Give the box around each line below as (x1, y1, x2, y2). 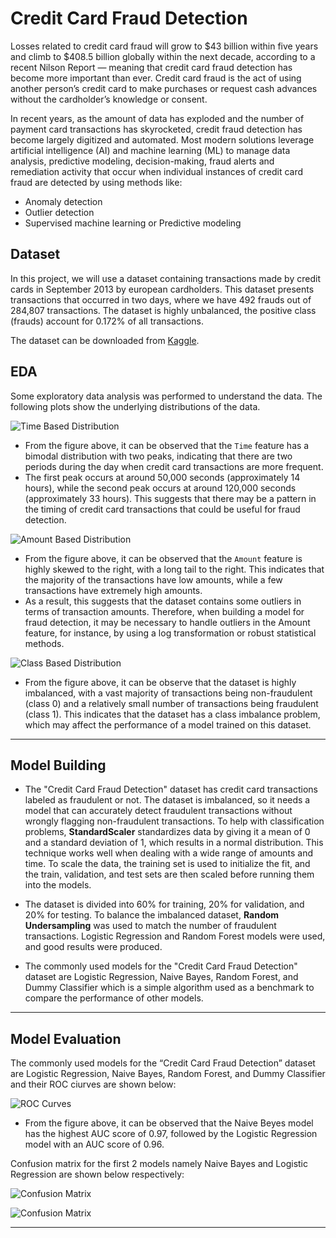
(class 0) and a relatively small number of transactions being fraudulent (24, 697, 319, 709)
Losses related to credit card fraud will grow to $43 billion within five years (10, 40, 319, 52)
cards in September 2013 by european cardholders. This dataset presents (10, 283, 315, 295)
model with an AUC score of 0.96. (24, 1138, 165, 1151)
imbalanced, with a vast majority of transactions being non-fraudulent (24, 687, 313, 699)
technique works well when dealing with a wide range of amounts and (24, 847, 313, 859)
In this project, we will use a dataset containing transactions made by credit (10, 272, 321, 284)
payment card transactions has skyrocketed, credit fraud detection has (10, 123, 303, 135)
